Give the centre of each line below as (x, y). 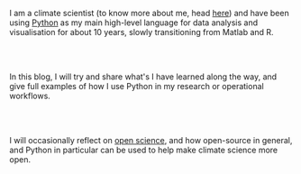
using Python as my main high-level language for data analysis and (134, 23)
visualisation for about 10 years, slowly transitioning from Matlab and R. (141, 32)
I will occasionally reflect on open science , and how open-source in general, (151, 140)
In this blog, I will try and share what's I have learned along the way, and (143, 77)
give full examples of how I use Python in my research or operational (137, 86)
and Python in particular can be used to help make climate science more (144, 150)
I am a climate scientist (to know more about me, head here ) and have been (150, 13)
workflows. (30, 96)
